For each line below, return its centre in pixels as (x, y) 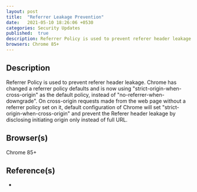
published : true (27, 33)
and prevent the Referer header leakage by (124, 113)
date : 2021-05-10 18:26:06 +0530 (50, 22)
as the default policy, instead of (78, 95)
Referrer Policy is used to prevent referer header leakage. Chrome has (91, 82)
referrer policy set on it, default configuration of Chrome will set (83, 107)
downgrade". (22, 101)
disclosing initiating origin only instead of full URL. (67, 119)
